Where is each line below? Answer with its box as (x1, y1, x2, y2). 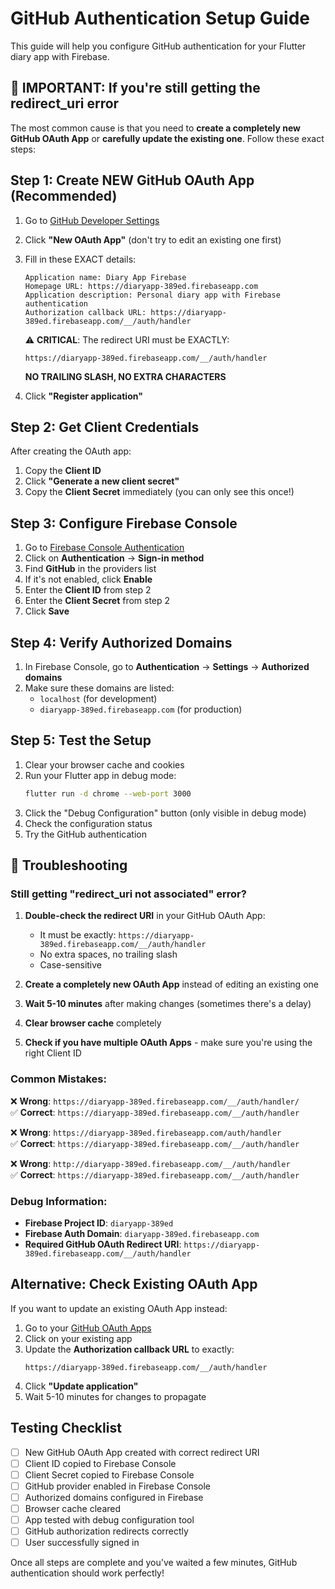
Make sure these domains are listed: (24, 682, 175, 694)
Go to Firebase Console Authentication (24, 542, 185, 554)
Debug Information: (10, 1194, 108, 1208)
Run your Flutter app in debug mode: (24, 769, 177, 781)
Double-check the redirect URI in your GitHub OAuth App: (24, 910, 266, 922)
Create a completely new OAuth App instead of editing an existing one (24, 978, 319, 991)
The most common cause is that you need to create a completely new (10, 122, 301, 134)
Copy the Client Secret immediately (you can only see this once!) (24, 486, 295, 498)
